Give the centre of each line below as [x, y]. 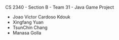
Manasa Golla [27, 33]
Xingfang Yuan [28, 22]
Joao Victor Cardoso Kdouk [42, 17]
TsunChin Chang [30, 27]
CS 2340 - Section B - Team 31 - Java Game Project [60, 7]
